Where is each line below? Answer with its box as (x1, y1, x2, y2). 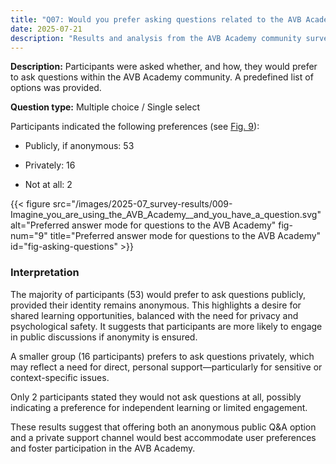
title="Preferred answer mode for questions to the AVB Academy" (49, 230, 322, 242)
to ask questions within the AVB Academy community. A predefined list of (10, 71, 314, 83)
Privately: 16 (24, 159, 76, 171)
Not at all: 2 (24, 179, 73, 191)
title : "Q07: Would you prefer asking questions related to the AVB (10, 14, 302, 25)
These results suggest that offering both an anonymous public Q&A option (10, 421, 317, 433)
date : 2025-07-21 (10, 24, 83, 34)
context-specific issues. (10, 371, 110, 383)
